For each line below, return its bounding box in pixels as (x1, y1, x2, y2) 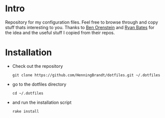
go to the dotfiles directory (12, 81, 66, 87)
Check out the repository (12, 63, 63, 69)
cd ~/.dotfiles (12, 90, 44, 96)
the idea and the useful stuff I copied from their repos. (5, 29, 115, 35)
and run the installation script (12, 99, 72, 105)
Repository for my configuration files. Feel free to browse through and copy (5, 19, 159, 25)
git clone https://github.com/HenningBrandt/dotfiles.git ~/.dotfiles (12, 72, 161, 78)
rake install (12, 109, 39, 114)
